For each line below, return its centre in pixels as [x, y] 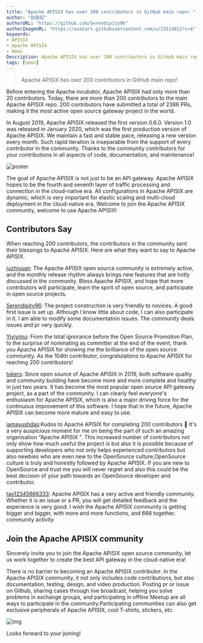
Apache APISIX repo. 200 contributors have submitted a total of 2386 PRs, [99, 104]
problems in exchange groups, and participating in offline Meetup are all [96, 597]
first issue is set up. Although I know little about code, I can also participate [100, 312]
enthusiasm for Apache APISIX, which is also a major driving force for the [98, 400]
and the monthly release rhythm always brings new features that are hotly [98, 275]
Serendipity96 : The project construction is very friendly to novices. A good [99, 305]
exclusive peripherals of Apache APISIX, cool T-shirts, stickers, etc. [90, 610]
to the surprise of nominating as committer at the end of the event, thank [97, 343]
